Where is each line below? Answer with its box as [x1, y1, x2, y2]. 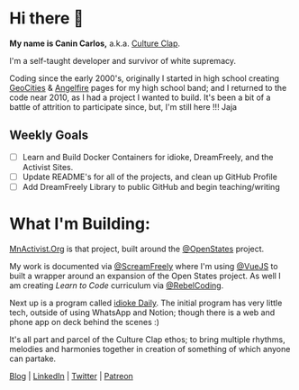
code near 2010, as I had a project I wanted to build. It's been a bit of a [9, 92, 271, 103]
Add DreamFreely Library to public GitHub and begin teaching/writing [22, 181, 281, 192]
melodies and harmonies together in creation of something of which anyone [9, 343, 291, 354]
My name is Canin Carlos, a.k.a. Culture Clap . [9, 38, 181, 49]
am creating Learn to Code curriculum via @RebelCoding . [9, 279, 224, 291]
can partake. [9, 353, 57, 364]
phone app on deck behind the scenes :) [9, 316, 160, 327]
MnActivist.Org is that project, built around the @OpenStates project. [9, 243, 265, 254]
